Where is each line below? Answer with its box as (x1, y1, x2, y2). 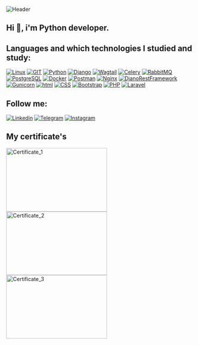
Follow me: (6, 99, 48, 109)
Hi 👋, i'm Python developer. (6, 23, 109, 33)
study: (6, 53, 31, 63)
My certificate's (6, 132, 67, 142)
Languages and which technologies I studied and (6, 43, 193, 53)
